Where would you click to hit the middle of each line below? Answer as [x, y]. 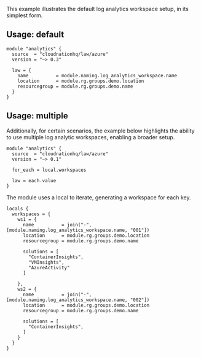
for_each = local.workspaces [49, 170]
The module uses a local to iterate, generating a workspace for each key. [99, 197]
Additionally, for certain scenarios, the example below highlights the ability [100, 131]
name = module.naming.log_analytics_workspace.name [97, 75]
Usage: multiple [37, 116]
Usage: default [35, 35]
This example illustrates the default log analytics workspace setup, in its [97, 9]
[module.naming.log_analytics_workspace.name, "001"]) [78, 230]
